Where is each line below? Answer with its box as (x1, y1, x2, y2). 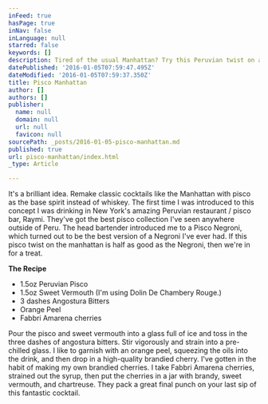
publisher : (8, 101, 45, 109)
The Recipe (8, 264, 47, 274)
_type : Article (8, 160, 59, 168)
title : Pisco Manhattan (8, 78, 88, 86)
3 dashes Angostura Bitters (19, 296, 110, 306)
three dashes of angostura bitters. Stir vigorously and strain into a (8, 337, 224, 347)
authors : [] (8, 93, 48, 101)
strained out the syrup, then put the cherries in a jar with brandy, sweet (8, 371, 242, 381)
